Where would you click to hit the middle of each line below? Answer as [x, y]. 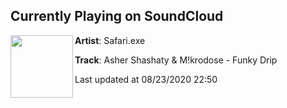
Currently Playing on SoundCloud [117, 16]
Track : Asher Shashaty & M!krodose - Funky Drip [176, 60]
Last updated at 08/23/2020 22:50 [146, 79]
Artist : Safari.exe [110, 40]
